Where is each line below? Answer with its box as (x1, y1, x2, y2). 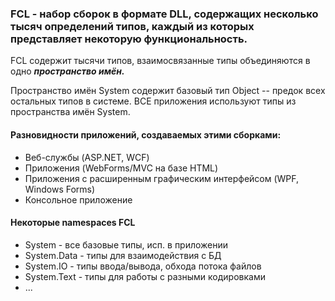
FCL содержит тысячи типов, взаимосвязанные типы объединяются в (10, 55, 311, 67)
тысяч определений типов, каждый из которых (10, 19, 255, 33)
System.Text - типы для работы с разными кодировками (24, 270, 266, 282)
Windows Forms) (24, 183, 96, 195)
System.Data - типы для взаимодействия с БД (24, 249, 222, 261)
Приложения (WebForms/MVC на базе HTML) (24, 162, 219, 174)
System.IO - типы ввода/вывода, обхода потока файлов (24, 260, 262, 272)
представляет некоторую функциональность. (10, 32, 248, 46)
